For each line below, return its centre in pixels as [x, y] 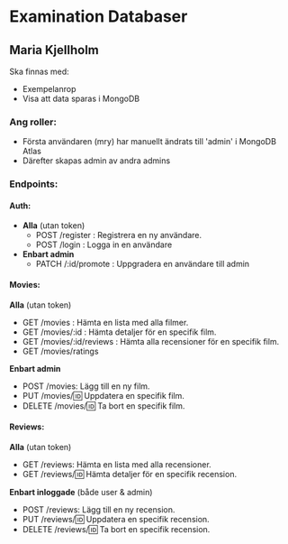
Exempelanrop [49, 89]
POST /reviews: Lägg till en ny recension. [99, 509]
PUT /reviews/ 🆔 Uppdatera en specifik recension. [116, 519]
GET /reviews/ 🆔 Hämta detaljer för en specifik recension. [129, 474]
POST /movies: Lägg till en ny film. [86, 386]
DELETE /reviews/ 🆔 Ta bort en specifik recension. [116, 529]
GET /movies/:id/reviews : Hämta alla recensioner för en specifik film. [151, 341]
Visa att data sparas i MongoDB [81, 98]
